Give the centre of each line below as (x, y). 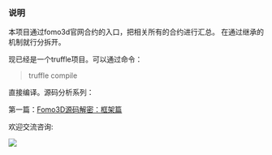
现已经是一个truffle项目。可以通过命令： (76, 59)
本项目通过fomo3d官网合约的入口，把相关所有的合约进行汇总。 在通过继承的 (136, 32)
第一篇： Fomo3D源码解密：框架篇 (65, 110)
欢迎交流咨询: (31, 127)
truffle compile (53, 75)
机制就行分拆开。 (37, 42)
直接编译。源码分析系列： (51, 93)
